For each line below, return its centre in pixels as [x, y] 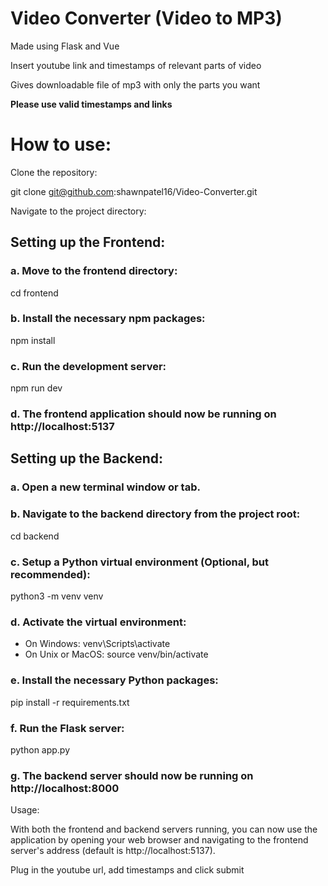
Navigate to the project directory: [78, 211]
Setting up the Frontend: [88, 242]
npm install [33, 340]
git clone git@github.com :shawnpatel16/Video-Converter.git [134, 191]
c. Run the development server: [88, 366]
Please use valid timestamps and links [91, 104]
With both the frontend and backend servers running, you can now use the [164, 829]
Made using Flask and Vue [65, 46]
